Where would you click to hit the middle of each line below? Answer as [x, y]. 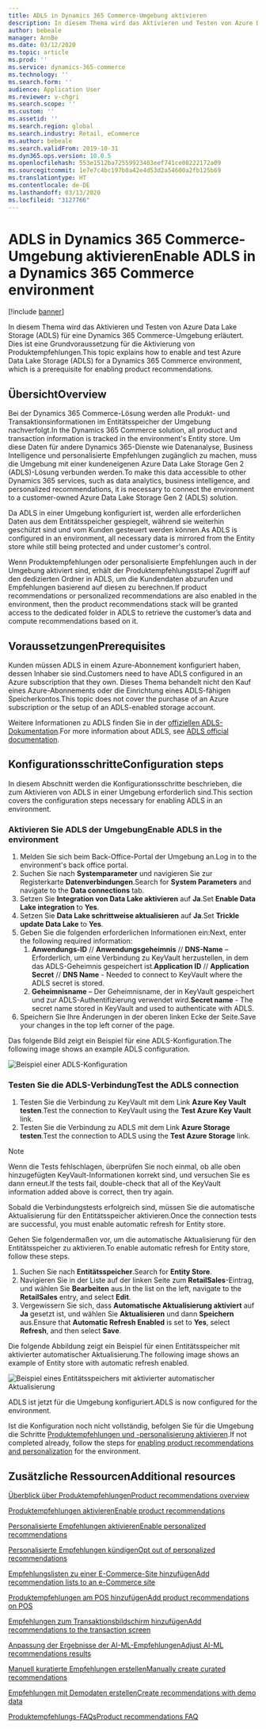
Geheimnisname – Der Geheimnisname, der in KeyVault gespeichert [143, 992]
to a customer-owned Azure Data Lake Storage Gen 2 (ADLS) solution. [123, 498]
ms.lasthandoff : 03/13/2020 [55, 192]
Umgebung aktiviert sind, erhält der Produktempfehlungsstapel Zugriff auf [129, 571]
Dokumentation [33, 732]
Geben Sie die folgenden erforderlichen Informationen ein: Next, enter [133, 932]
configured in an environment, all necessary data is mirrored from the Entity [132, 538]
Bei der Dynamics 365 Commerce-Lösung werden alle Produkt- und [119, 413]
